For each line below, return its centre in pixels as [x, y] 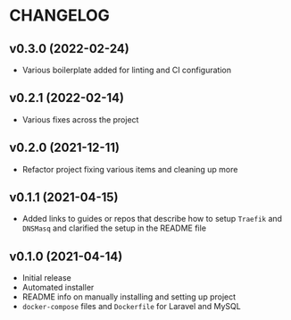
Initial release [46, 278]
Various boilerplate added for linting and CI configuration [127, 70]
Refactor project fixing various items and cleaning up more [130, 169]
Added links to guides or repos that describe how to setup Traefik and [152, 219]
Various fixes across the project [80, 119]
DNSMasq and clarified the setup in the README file [114, 228]
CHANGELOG [59, 16]
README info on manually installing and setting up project [129, 297]
